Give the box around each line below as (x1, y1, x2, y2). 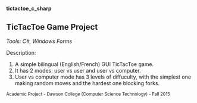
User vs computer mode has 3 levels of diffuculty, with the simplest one (14, 73, 192, 80)
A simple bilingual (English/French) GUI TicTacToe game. (14, 61, 154, 68)
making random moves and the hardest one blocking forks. (14, 80, 160, 87)
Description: (6, 49, 36, 57)
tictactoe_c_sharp (6, 5, 52, 12)
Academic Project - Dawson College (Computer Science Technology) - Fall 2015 (6, 91, 171, 98)
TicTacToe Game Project (6, 21, 98, 32)
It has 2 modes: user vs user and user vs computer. (14, 67, 141, 74)
